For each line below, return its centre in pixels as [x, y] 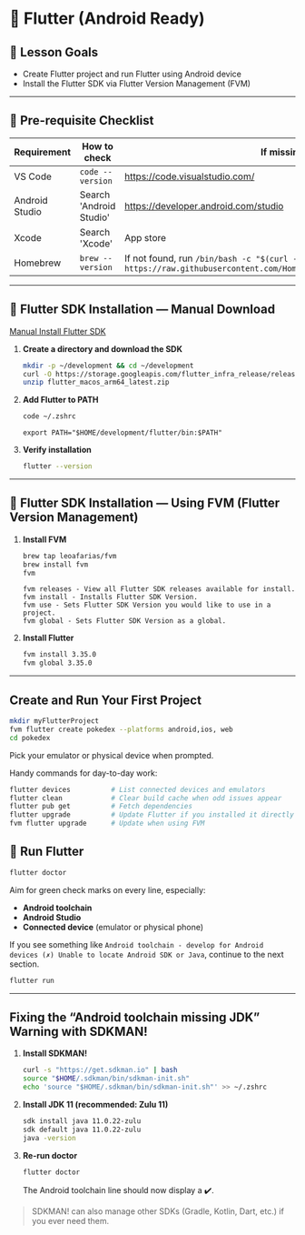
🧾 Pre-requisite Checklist [82, 120]
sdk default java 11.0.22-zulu [82, 1130]
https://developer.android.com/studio [204, 206]
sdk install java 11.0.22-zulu [82, 1121]
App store [145, 237]
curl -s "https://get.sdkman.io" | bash [100, 1070]
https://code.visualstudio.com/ [189, 176]
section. [25, 964]
